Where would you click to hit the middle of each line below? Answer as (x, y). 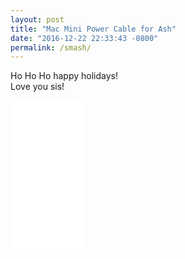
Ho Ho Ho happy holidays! (64, 76)
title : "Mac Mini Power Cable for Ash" (93, 29)
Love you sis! (37, 87)
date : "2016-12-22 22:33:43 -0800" (84, 38)
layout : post (37, 19)
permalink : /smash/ (51, 47)
